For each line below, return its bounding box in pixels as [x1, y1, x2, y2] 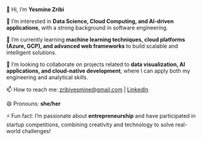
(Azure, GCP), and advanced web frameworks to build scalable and [6, 43, 178, 49]
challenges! [21, 128, 51, 134]
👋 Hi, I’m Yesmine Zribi [6, 6, 64, 13]
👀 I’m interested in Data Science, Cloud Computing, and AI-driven [6, 18, 174, 24]
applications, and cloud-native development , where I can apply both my [6, 67, 190, 74]
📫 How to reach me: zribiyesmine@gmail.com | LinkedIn [6, 86, 149, 93]
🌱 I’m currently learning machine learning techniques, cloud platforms [6, 36, 186, 43]
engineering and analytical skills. [6, 74, 88, 81]
